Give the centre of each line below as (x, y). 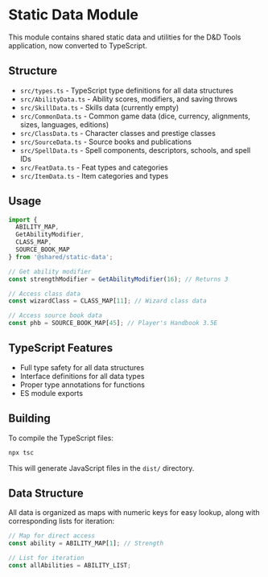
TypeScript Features (61, 348)
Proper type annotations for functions (82, 385)
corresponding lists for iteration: (62, 521)
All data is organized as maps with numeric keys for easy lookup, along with (134, 513)
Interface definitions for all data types (82, 376)
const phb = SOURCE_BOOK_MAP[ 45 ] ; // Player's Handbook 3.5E (113, 324)
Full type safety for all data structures (82, 367)
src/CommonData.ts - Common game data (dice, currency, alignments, (135, 116)
